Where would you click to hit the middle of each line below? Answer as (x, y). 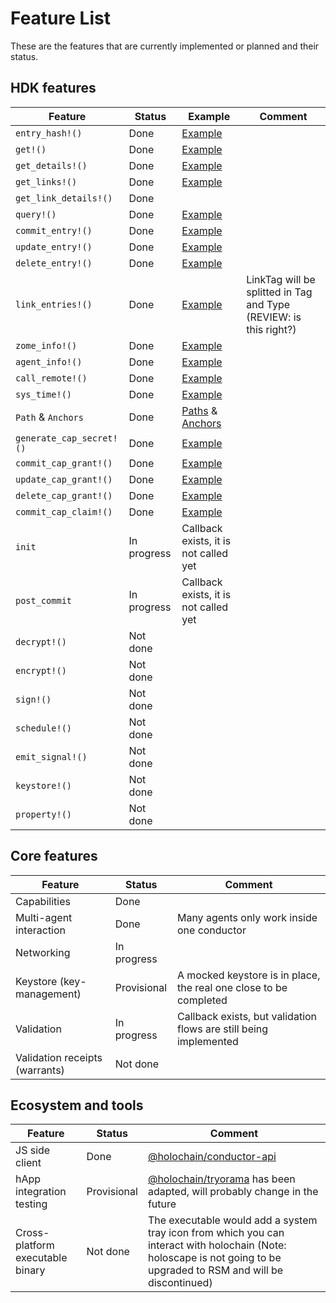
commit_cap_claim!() (64, 511)
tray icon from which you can (216, 1233)
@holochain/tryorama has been (221, 1179)
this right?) (271, 329)
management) (48, 994)
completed (202, 1000)
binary (30, 1270)
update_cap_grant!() (64, 479)
